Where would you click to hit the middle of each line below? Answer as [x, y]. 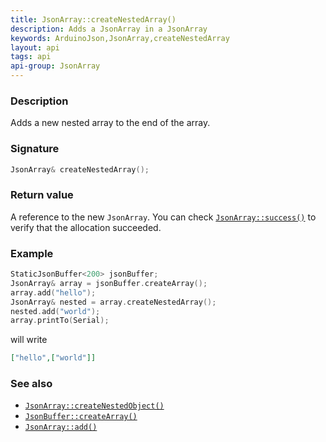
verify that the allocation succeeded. [86, 227]
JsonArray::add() [61, 427]
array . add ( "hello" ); [53, 292]
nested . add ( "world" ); [55, 311]
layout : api [35, 47]
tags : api [31, 57]
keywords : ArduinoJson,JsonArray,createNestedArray [120, 38]
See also [31, 384]
